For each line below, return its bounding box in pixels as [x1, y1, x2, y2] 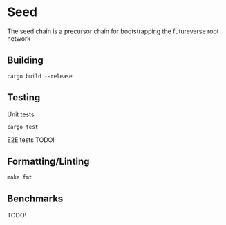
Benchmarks [7, 192, 64, 204]
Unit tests [7, 110, 35, 118]
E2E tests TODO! [7, 136, 55, 144]
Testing [7, 91, 41, 104]
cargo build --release [7, 73, 73, 80]
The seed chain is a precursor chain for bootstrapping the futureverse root [7, 27, 219, 35]
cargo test [7, 123, 39, 130]
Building [7, 55, 44, 66]
